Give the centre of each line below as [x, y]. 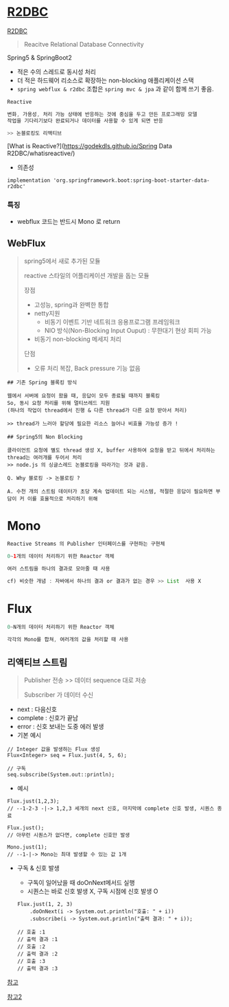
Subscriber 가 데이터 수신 [59, 695]
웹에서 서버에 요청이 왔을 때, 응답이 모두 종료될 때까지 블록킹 [84, 395]
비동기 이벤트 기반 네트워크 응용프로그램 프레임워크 [112, 322]
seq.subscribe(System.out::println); [61, 775]
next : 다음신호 [37, 709]
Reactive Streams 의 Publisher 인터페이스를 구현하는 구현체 [86, 544]
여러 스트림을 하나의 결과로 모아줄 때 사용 [59, 569]
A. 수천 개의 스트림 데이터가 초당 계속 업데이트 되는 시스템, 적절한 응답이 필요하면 [110, 491]
